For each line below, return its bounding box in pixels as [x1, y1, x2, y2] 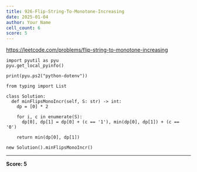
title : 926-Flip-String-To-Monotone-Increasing [6, 8, 125, 15]
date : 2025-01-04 [6, 14, 49, 20]
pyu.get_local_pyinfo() [6, 63, 64, 69]
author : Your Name [6, 19, 51, 25]
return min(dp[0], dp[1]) [16, 135, 80, 140]
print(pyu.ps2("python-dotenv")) [6, 73, 88, 79]
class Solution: [6, 94, 46, 99]
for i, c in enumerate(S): [16, 114, 83, 120]
